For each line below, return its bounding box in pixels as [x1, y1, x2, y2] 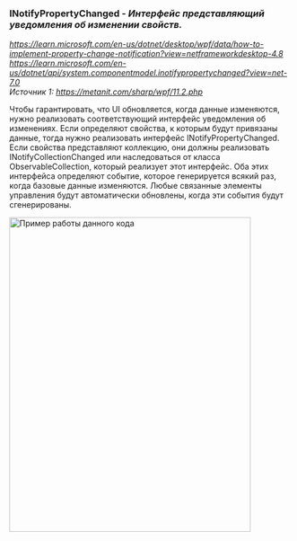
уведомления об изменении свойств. [9, 18, 182, 31]
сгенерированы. [9, 200, 72, 210]
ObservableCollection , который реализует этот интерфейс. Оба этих [9, 161, 269, 173]
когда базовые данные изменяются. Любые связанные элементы [9, 181, 262, 191]
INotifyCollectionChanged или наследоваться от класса [9, 152, 221, 163]
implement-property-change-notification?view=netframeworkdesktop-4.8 [9, 49, 284, 59]
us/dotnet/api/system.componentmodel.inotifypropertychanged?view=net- [9, 67, 288, 78]
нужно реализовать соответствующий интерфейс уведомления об [9, 113, 266, 124]
